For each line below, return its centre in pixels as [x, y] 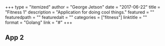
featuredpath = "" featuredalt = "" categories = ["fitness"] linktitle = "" [76, 17]
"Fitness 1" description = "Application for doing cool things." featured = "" [80, 12]
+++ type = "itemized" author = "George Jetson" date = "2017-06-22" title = [83, 7]
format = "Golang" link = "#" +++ [39, 22]
